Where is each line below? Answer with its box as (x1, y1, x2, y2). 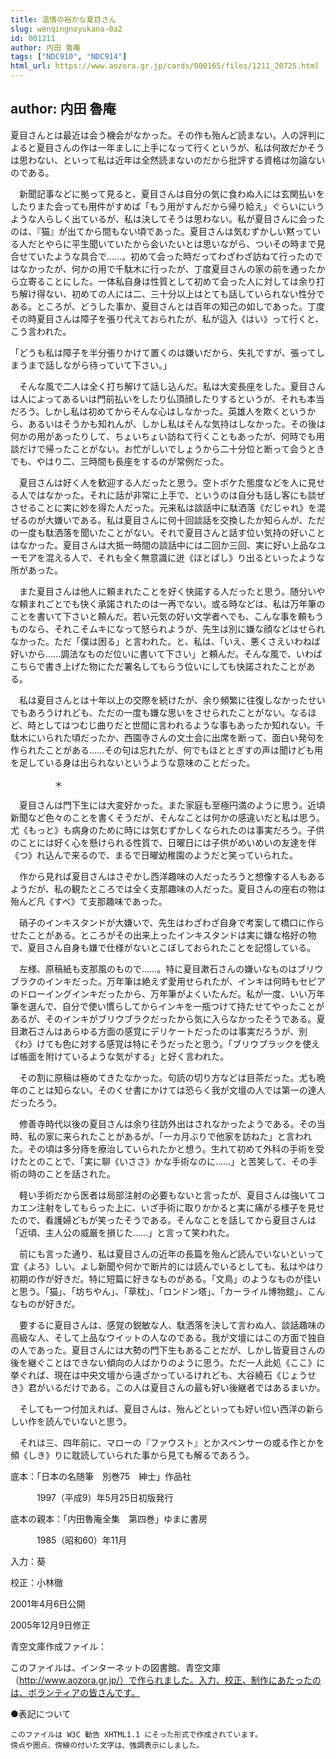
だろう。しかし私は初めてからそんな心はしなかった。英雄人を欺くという (10, 405, 308, 417)
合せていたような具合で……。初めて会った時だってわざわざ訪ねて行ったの (10, 250, 315, 262)
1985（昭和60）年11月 (36, 1534, 128, 1546)
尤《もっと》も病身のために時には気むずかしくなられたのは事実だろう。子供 (10, 824, 325, 836)
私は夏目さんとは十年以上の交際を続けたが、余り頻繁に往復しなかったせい (18, 694, 326, 706)
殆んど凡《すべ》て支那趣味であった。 (10, 895, 168, 907)
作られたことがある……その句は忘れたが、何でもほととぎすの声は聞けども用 (10, 744, 323, 756)
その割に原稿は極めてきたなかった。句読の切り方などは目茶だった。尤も (18, 1071, 317, 1083)
